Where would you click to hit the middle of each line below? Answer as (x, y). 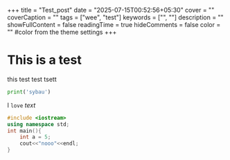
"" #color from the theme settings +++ (62, 32)
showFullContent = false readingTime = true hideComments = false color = (114, 25)
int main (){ (24, 131)
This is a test (44, 60)
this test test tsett (32, 79)
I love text (21, 105)
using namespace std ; (38, 124)
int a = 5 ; (35, 137)
